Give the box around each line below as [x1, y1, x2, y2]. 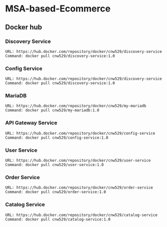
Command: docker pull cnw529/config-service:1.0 [5, 135, 108, 140]
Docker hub [5, 23, 42, 31]
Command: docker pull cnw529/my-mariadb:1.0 [5, 108, 99, 113]
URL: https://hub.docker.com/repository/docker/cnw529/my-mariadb [5, 103, 146, 109]
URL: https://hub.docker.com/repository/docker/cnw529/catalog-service [5, 213, 157, 218]
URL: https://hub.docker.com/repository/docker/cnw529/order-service [5, 185, 153, 190]
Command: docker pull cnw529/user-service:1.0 [5, 163, 104, 168]
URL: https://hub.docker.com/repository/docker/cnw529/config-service [5, 131, 155, 136]
